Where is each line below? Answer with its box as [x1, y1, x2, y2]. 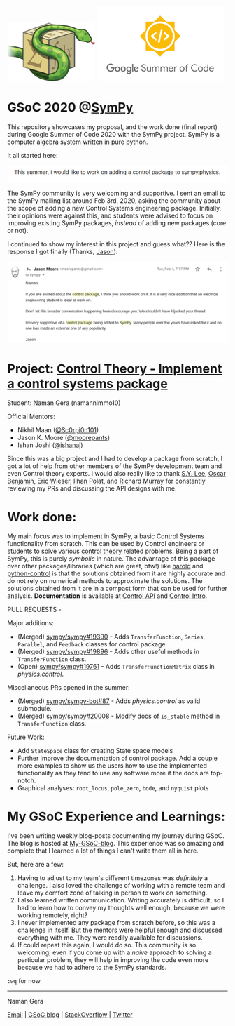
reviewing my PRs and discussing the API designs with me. [7, 484, 177, 493]
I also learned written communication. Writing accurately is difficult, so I [17, 896, 225, 905]
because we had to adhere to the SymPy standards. [17, 964, 167, 972]
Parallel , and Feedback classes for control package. [17, 640, 168, 648]
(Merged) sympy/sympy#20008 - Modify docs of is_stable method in [17, 712, 220, 721]
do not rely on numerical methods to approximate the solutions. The [7, 577, 203, 585]
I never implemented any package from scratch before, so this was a [17, 919, 215, 927]
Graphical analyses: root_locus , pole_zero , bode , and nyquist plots [17, 784, 209, 792]
